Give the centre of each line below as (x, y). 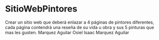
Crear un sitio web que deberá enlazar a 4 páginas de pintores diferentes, (80, 22)
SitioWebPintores (41, 9)
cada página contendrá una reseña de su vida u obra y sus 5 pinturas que (80, 27)
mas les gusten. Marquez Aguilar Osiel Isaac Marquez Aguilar (67, 32)
